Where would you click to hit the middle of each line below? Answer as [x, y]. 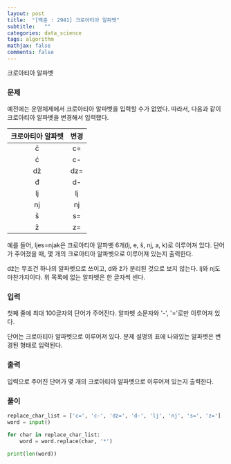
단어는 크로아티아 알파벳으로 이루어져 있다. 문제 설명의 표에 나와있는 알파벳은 [111, 337]
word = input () [29, 422]
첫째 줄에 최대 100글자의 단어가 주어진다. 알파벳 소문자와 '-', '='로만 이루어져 [110, 313]
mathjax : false [29, 46]
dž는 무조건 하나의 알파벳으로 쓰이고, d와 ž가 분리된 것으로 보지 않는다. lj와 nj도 [114, 269]
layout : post [26, 14]
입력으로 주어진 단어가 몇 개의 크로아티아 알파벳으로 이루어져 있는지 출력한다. [111, 381]
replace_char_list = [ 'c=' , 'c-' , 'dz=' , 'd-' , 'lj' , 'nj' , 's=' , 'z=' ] [114, 416]
